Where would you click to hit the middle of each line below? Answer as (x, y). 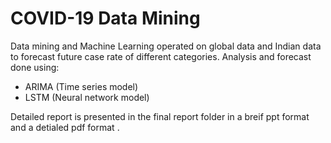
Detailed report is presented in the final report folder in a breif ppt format (160, 116)
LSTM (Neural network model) (87, 97)
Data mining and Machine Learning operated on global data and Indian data (166, 46)
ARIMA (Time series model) (81, 86)
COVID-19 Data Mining (105, 18)
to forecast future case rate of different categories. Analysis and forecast (161, 56)
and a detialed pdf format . (65, 127)
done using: (35, 67)
